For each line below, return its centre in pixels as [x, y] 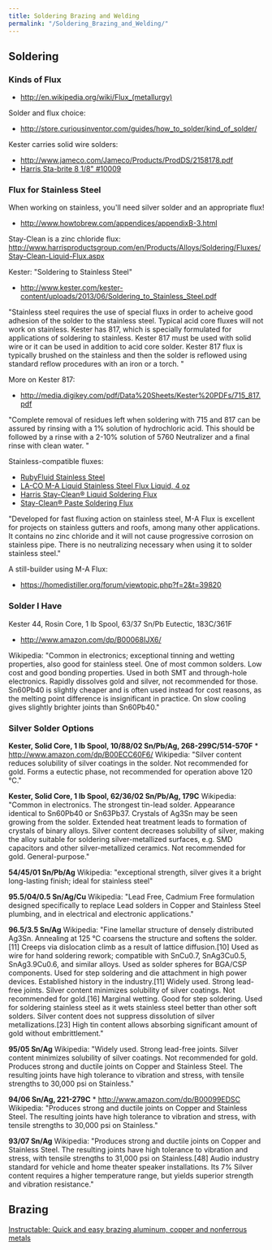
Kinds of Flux [35, 80]
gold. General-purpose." [49, 857]
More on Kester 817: [42, 380]
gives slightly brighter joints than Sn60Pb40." [84, 707]
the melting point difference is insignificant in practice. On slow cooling [127, 698]
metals [19, 1238]
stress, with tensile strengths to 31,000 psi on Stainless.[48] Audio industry [134, 1158]
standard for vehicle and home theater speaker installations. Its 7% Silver [131, 1167]
